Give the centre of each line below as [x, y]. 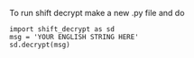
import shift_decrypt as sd [62, 29]
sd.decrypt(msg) [40, 45]
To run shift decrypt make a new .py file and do [97, 13]
